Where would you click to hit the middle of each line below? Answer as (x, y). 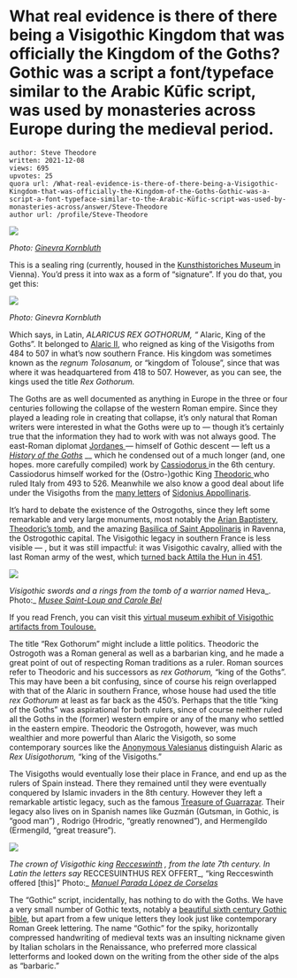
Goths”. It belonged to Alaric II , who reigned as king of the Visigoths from (142, 343)
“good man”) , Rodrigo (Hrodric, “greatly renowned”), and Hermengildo (138, 820)
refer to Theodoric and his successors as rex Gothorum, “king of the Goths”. (148, 672)
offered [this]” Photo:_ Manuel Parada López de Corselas (114, 882)
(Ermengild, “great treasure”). (63, 830)
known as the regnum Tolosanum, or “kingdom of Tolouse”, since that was (145, 362)
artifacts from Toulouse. (53, 627)
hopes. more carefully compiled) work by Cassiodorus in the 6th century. (142, 464)
